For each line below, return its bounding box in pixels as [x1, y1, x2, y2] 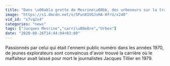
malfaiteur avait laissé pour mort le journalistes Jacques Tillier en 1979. [5, 55, 153, 61]
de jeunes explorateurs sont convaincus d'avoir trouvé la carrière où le [5, 50, 153, 56]
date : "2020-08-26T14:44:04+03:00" [5, 31, 80, 36]
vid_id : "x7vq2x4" [5, 17, 44, 22]
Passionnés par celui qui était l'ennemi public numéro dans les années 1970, [5, 45, 164, 50]
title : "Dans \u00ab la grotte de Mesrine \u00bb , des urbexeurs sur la [5, 7, 157, 13]
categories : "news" [5, 21, 47, 27]
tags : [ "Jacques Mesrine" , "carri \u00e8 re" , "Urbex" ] [5, 26, 116, 31]
